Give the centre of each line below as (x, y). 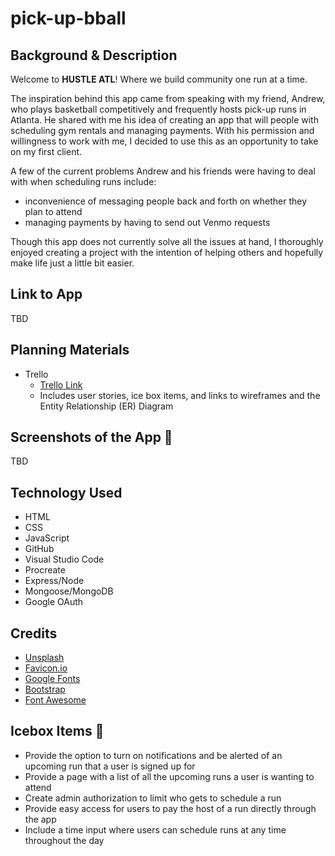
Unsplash (44, 658)
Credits (34, 633)
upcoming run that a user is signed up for (110, 766)
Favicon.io (46, 668)
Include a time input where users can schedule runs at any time (155, 829)
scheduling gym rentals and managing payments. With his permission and (162, 130)
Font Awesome (55, 700)
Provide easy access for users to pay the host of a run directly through (170, 808)
